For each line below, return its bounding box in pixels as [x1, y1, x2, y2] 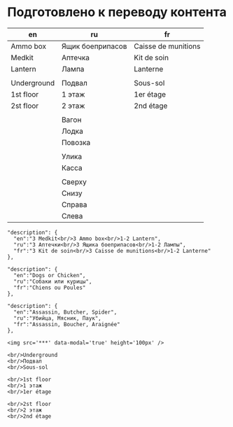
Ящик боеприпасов [62, 41, 127, 51]
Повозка [62, 137, 91, 147]
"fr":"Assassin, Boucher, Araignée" [13, 321, 120, 328]
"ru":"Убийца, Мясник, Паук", [13, 314, 101, 322]
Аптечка [62, 52, 90, 62]
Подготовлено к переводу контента [7, 4, 227, 20]
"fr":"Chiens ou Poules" [13, 284, 86, 291]
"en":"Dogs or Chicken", [13, 272, 86, 279]
